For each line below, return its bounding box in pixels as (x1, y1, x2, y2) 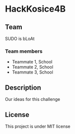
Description (5, 83, 41, 92)
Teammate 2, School (12, 64, 53, 70)
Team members (5, 48, 43, 55)
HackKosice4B (5, 3, 66, 15)
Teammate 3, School (12, 69, 53, 75)
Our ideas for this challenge (5, 96, 60, 102)
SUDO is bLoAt (5, 36, 35, 41)
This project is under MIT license (5, 123, 71, 129)
